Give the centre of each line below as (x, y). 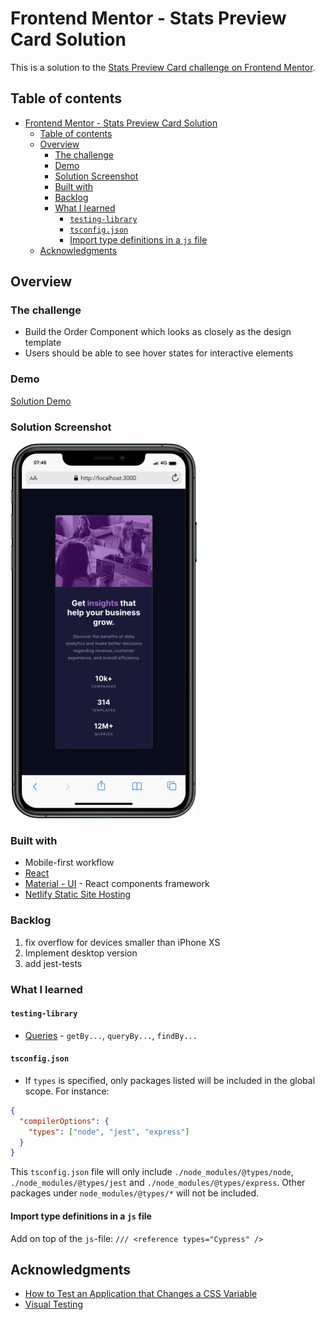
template (43, 343)
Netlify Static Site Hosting (78, 894)
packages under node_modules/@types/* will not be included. (135, 1193)
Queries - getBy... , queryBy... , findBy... (111, 1035)
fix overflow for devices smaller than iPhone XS (122, 942)
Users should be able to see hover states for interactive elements (159, 353)
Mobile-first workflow (69, 863)
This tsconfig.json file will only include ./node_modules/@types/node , (152, 1172)
